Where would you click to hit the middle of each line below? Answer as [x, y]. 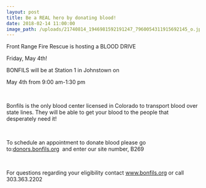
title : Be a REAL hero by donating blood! [61, 18]
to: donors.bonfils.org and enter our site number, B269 [75, 149]
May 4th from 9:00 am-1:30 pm [46, 82]
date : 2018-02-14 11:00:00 [41, 23]
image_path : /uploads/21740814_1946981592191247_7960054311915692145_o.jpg [105, 29]
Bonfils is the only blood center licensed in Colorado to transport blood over [102, 106]
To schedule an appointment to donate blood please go [76, 143]
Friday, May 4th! [27, 58]
